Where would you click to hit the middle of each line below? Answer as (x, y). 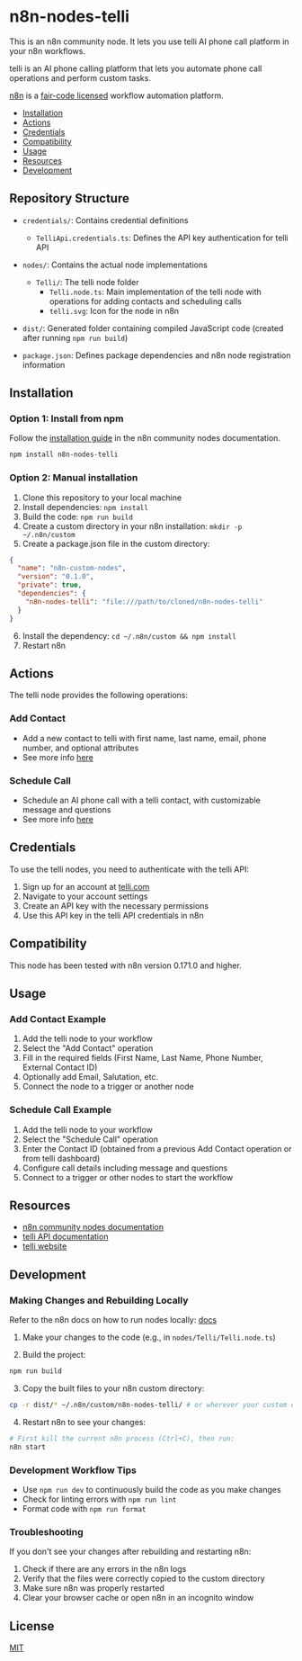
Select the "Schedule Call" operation (90, 1139)
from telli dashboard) (61, 1158)
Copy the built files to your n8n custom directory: (113, 1388)
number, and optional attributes (80, 748)
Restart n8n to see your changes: (84, 1422)
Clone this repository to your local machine (102, 498)
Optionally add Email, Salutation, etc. (90, 1077)
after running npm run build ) (75, 337)
